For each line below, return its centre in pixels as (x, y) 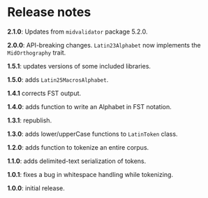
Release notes (49, 12)
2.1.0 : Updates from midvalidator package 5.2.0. (77, 31)
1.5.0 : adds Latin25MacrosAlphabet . (58, 79)
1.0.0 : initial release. (36, 188)
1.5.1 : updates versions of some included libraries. (79, 66)
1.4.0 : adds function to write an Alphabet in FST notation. (90, 106)
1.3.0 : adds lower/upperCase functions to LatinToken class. (92, 134)
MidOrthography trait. (37, 52)
